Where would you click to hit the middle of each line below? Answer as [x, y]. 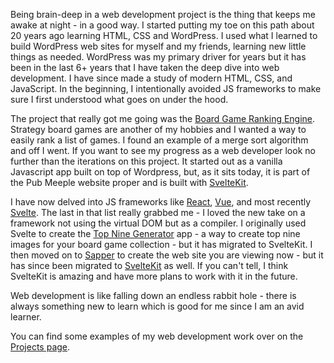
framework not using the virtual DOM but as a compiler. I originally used [158, 223]
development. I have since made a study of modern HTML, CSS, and [151, 78]
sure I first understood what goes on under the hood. [119, 99]
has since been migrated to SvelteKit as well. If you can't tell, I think [149, 265]
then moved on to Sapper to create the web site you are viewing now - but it [167, 255]
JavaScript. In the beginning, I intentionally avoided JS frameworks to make [166, 88]
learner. [26, 317]
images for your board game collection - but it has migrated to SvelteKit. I [161, 244]
